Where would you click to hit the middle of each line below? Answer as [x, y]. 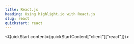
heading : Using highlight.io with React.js [50, 14]
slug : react [17, 18]
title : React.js [22, 9]
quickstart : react [24, 23]
